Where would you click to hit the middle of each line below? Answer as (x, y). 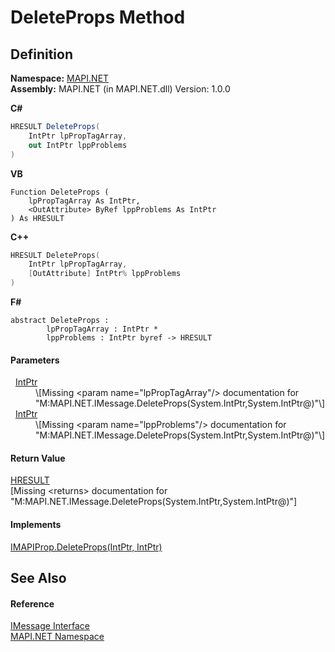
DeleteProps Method (98, 17)
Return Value (38, 458)
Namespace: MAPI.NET (60, 78)
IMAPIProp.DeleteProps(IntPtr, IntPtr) (86, 547)
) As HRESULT (37, 218)
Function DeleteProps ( (60, 192)
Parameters (35, 360)
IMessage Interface (50, 626)
